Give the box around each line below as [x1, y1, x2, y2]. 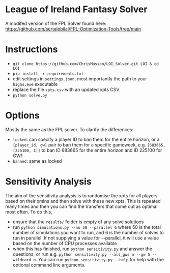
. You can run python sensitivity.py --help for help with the [35, 256, 164, 262]
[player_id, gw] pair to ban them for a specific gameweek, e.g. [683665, [12, 141, 166, 148]
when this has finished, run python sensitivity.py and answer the [12, 246, 153, 252]
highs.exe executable [12, 81, 58, 87]
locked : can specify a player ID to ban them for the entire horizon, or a [12, 136, 160, 142]
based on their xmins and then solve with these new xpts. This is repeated [5, 198, 161, 204]
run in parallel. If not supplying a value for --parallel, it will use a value [12, 235, 159, 241]
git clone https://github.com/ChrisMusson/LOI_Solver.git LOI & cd [12, 61, 159, 67]
